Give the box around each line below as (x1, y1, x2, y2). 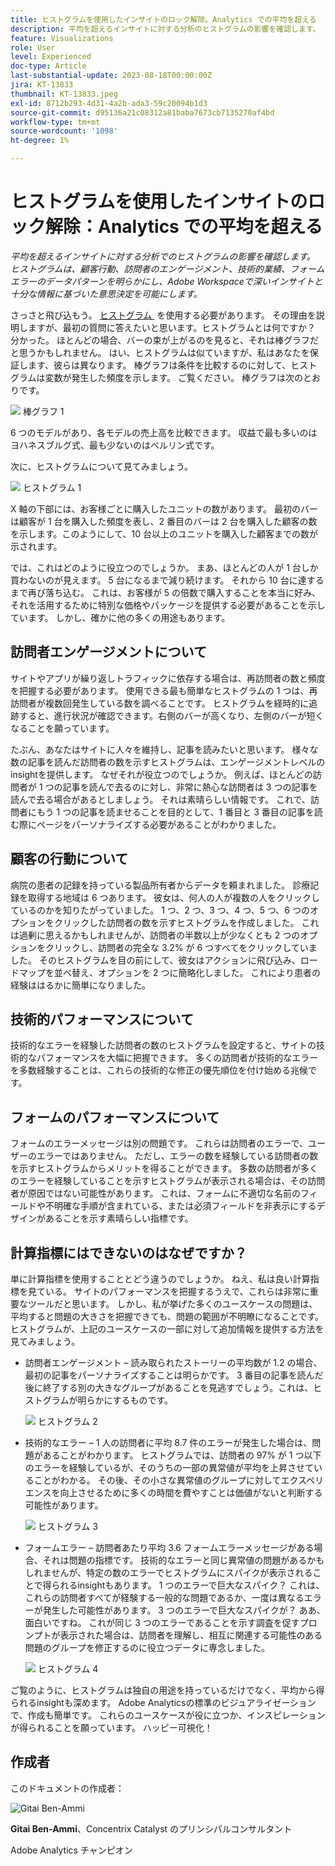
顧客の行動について (10, 851, 129, 868)
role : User (10, 42, 56, 53)
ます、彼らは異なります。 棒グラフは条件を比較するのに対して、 (27, 359, 292, 371)
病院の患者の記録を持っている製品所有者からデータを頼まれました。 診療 (10, 879, 311, 891)
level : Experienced (10, 52, 92, 62)
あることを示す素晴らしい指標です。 (44, 1212, 194, 1225)
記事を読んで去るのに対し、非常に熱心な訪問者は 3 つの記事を (62, 781, 318, 793)
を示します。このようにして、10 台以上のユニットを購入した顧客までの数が (10, 527, 318, 540)
